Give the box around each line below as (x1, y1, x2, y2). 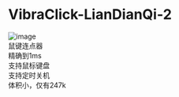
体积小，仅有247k (8, 80, 66, 90)
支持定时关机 (8, 70, 50, 80)
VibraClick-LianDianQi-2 (8, 6, 172, 24)
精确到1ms (8, 50, 42, 60)
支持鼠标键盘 (8, 61, 50, 70)
